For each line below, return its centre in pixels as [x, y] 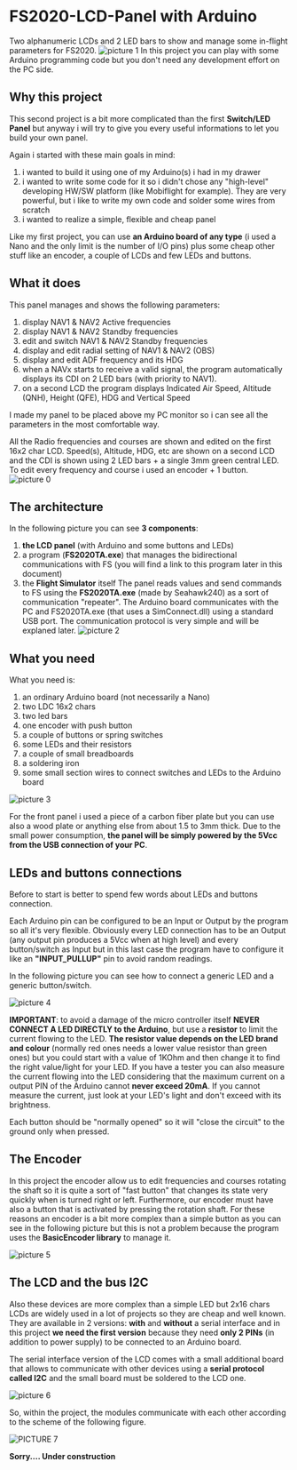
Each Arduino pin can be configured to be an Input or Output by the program [149, 921]
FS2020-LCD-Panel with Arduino [133, 16]
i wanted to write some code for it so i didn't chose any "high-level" [145, 181]
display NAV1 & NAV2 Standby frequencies [100, 332]
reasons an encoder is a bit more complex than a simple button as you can [145, 1218]
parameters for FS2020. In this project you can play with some [144, 50]
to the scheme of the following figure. [78, 1422]
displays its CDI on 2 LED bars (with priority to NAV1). [119, 379]
